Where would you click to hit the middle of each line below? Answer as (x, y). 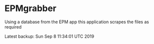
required (13, 27)
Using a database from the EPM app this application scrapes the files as (77, 22)
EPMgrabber (30, 8)
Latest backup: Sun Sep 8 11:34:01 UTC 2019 (49, 36)
